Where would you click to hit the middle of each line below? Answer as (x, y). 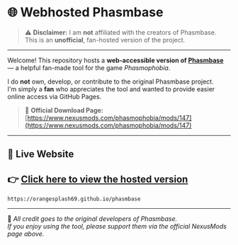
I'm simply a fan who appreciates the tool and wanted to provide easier (111, 89)
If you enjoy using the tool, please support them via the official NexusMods (117, 227)
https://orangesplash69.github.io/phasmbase (74, 199)
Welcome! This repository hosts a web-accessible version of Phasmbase (116, 60)
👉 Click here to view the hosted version (98, 179)
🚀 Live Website (41, 154)
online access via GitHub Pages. (55, 96)
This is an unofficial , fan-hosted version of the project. (105, 40)
